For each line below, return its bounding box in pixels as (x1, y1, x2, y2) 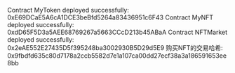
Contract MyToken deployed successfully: (7, 6, 130, 14)
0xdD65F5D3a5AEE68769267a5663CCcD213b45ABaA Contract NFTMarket (7, 28, 228, 36)
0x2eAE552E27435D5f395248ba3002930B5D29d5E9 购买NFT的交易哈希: (7, 44, 223, 51)
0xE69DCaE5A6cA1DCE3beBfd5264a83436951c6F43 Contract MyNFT (7, 13, 214, 22)
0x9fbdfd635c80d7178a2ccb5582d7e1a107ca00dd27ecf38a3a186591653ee (7, 51, 227, 60)
